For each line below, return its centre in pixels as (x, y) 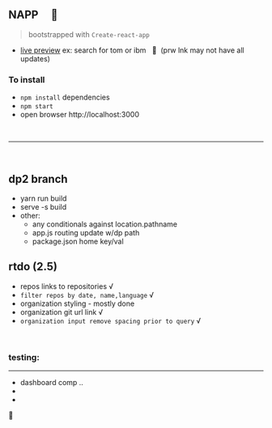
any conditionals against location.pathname (105, 224)
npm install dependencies (65, 97)
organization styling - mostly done (77, 303)
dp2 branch (38, 179)
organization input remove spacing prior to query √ (110, 320)
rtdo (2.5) (33, 267)
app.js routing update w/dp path (86, 232)
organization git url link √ (62, 311)
